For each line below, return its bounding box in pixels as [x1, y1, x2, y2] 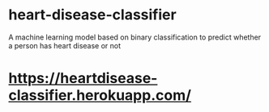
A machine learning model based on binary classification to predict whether [8, 32, 262, 42]
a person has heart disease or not [8, 40, 122, 50]
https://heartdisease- [8, 69, 158, 88]
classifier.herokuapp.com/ [8, 86, 192, 105]
